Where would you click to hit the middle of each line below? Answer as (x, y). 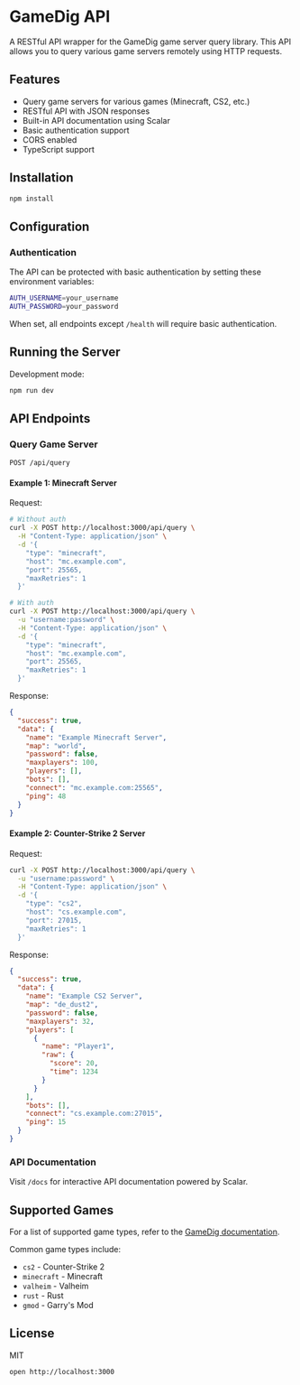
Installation (41, 178)
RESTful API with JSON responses (86, 111)
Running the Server (65, 353)
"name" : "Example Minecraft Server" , (96, 738)
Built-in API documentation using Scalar (96, 120)
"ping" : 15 (46, 1122)
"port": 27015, (54, 920)
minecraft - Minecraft (63, 1277)
